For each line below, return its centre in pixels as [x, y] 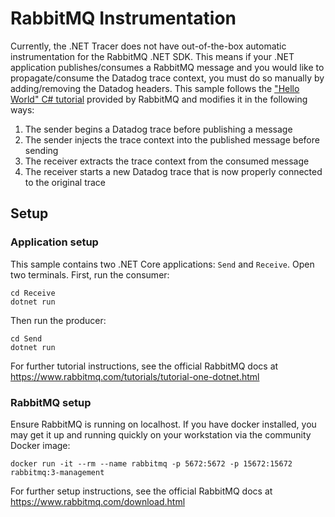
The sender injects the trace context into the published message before [172, 139]
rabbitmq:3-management [57, 472]
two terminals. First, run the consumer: [90, 274]
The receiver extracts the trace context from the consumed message [167, 161]
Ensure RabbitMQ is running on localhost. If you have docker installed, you [163, 424]
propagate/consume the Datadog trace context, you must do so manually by [167, 78]
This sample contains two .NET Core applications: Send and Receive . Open [162, 264]
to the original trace [65, 182]
